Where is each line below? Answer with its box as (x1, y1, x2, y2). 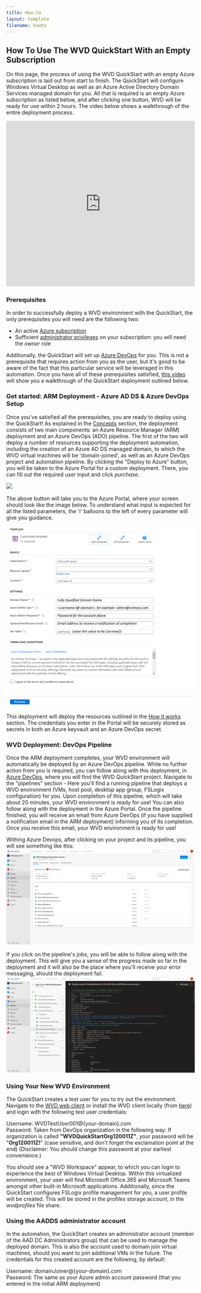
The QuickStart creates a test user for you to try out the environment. (6, 1096, 177, 1103)
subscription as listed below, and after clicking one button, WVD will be (6, 96, 181, 103)
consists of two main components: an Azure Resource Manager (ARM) (6, 426, 180, 433)
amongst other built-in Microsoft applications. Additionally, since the (6, 1183, 175, 1190)
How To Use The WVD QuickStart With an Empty (6, 45, 191, 55)
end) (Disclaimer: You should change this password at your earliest (6, 1145, 172, 1153)
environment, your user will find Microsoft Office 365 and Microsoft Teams (6, 1177, 190, 1184)
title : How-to (6, 10, 42, 16)
